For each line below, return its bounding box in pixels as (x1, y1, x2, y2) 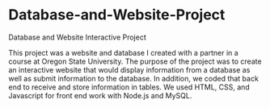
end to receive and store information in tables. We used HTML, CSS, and (8, 82, 251, 92)
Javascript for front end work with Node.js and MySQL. (8, 90, 192, 100)
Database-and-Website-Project (8, 6, 226, 24)
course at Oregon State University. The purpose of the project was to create (8, 56, 262, 66)
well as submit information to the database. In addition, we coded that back (8, 73, 259, 83)
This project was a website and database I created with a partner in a (8, 48, 238, 57)
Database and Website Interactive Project (8, 32, 147, 42)
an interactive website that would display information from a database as (8, 64, 251, 74)
